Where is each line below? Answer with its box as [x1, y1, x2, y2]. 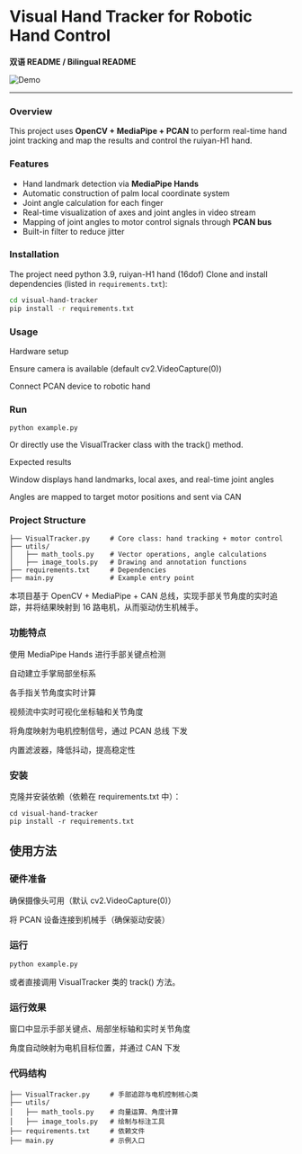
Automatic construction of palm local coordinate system [22, 187, 231, 199]
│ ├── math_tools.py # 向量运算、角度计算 [9, 1107, 179, 1116]
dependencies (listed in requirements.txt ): [9, 278, 168, 289]
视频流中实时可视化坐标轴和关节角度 [9, 706, 144, 717]
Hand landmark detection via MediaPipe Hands [22, 178, 200, 189]
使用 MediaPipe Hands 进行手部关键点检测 [9, 649, 166, 659]
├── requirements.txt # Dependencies [9, 566, 167, 575]
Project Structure [9, 514, 86, 527]
